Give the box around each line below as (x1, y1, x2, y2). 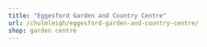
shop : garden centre (8, 26, 78, 34)
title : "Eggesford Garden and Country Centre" (8, 11, 167, 20)
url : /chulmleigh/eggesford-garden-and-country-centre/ (8, 19, 199, 27)
